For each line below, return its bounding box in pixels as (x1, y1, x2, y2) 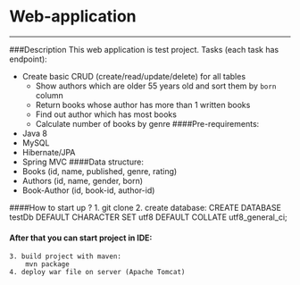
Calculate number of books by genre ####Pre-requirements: (35, 118, 260, 129)
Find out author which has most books (35, 109, 177, 120)
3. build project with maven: (9, 252, 122, 261)
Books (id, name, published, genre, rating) (21, 165, 178, 176)
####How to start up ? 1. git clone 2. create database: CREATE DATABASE (9, 202, 281, 213)
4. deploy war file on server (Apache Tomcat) (9, 268, 186, 277)
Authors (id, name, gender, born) (21, 175, 144, 186)
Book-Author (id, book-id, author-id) (21, 185, 155, 196)
